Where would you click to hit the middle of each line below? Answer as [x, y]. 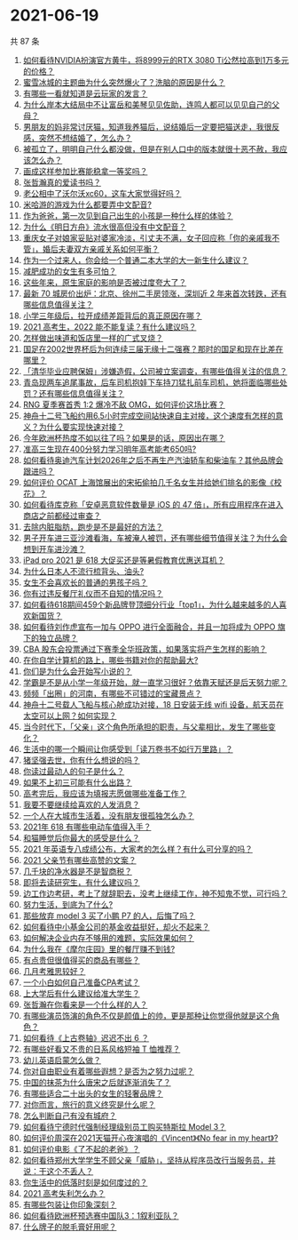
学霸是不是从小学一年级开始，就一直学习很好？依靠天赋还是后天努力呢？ [155, 682]
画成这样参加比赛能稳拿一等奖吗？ [85, 171]
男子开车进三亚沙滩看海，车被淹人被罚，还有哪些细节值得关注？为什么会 [155, 538]
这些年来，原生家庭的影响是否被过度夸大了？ [105, 282]
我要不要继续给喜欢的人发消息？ [81, 804]
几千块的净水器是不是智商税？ [77, 871]
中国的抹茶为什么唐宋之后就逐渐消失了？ [97, 1082]
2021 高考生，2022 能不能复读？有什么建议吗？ [110, 326]
